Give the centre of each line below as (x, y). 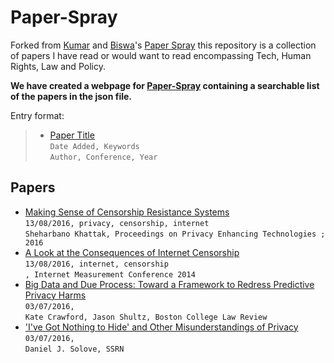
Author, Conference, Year (103, 157)
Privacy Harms (55, 295)
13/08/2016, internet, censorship (96, 264)
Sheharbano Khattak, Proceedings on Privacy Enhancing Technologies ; (175, 234)
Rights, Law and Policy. (58, 66)
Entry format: (37, 115)
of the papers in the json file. (71, 96)
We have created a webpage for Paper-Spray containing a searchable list (165, 85)
